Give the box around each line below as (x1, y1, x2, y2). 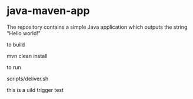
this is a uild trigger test (6, 86, 64, 93)
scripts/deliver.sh (6, 75, 49, 82)
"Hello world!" (6, 29, 41, 36)
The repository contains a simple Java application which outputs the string (6, 23, 188, 30)
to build (6, 41, 25, 48)
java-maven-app (6, 4, 90, 18)
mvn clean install (6, 52, 48, 59)
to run (6, 63, 21, 71)
